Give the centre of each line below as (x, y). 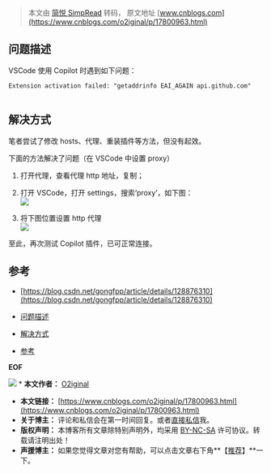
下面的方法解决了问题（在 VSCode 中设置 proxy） (91, 158)
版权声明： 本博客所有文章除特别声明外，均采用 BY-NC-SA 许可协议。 (136, 430)
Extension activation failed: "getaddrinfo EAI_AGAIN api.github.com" (130, 86)
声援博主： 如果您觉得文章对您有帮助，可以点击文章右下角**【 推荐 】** (138, 450)
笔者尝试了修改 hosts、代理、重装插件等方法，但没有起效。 (107, 140)
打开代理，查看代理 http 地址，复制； (82, 175)
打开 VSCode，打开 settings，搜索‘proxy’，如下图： (106, 192)
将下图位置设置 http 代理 (61, 217)
